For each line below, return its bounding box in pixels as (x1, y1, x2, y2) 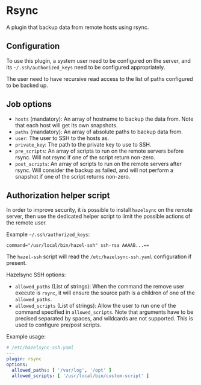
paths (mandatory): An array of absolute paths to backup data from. (14, 128, 183, 135)
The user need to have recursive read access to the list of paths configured (6, 75, 194, 82)
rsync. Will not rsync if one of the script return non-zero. (14, 153, 155, 161)
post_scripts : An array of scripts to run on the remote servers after (14, 160, 182, 167)
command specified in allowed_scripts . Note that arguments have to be (14, 308, 194, 316)
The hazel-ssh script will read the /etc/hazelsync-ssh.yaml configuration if (6, 253, 192, 260)
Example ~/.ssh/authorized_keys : (6, 231, 90, 238)
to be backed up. (6, 81, 48, 89)
